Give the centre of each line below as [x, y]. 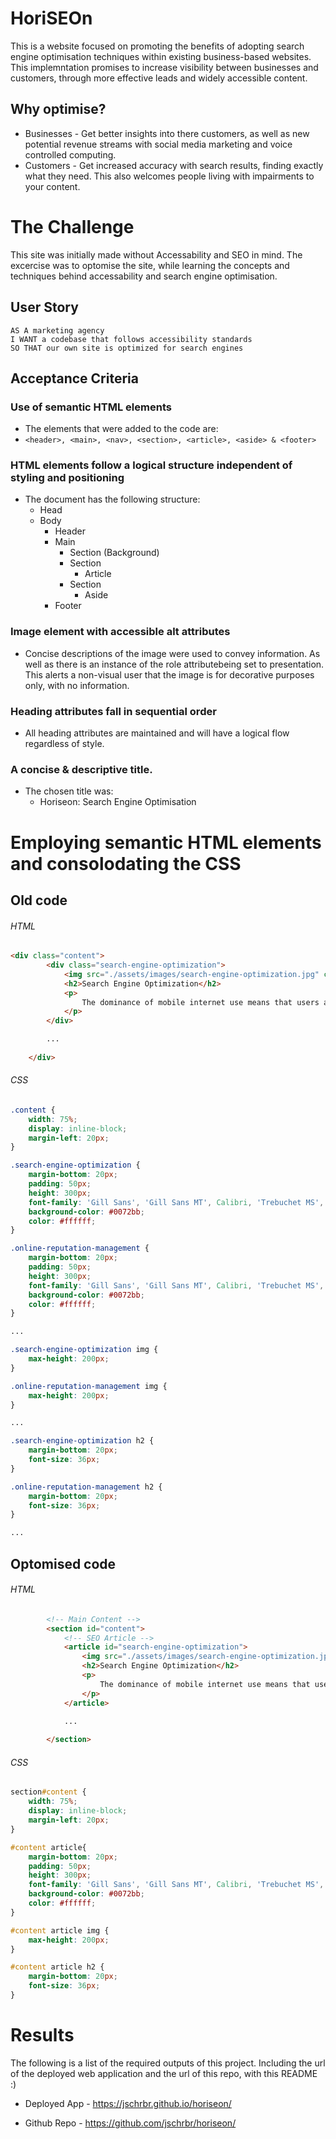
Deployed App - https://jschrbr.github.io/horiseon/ [128, 2103]
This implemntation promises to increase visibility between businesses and [164, 67]
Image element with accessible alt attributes [120, 632]
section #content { [48, 1792]
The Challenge [72, 226]
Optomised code [63, 1563]
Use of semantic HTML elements [91, 407]
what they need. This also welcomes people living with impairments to [169, 176]
